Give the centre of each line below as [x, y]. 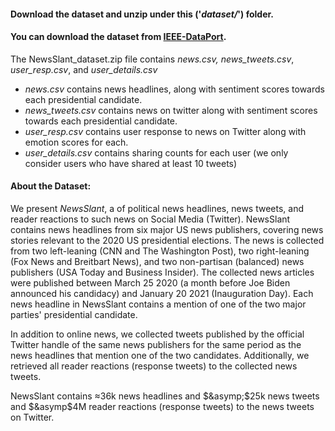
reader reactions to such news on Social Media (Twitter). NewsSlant [150, 219]
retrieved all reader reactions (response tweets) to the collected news [154, 366]
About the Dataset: [51, 186]
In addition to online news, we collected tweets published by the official [157, 334]
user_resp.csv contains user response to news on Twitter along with [165, 131]
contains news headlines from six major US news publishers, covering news [167, 229]
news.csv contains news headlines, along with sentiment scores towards [174, 89]
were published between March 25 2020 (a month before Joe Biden [150, 283]
